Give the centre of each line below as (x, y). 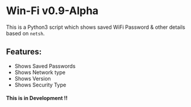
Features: (24, 52)
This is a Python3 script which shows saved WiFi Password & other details (96, 27)
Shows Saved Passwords (45, 66)
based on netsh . (25, 33)
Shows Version (33, 78)
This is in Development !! (37, 98)
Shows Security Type (40, 85)
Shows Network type (40, 72)
